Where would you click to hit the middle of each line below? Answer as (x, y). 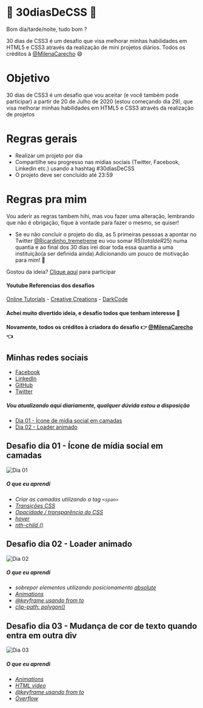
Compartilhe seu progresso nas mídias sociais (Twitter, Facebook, (97, 162)
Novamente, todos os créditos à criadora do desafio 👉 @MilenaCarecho (100, 327)
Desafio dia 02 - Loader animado (69, 544)
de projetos (21, 114)
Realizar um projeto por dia (49, 155)
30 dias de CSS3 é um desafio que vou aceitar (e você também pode (92, 95)
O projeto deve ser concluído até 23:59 (64, 174)
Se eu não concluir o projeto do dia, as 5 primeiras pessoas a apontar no (106, 234)
